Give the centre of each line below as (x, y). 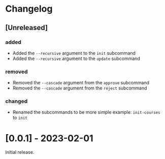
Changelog (29, 9)
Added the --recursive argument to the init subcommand (74, 53)
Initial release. (20, 152)
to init (20, 118)
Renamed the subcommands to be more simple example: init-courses (86, 112)
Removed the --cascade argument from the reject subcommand (80, 88)
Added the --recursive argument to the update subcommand (76, 58)
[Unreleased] (27, 28)
